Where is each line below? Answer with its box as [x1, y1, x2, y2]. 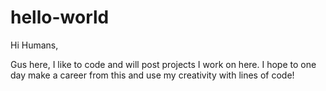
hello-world [10, 6, 110, 29]
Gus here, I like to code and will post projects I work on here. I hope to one [10, 58, 317, 70]
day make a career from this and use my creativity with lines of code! [10, 69, 295, 81]
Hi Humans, [10, 39, 59, 51]
